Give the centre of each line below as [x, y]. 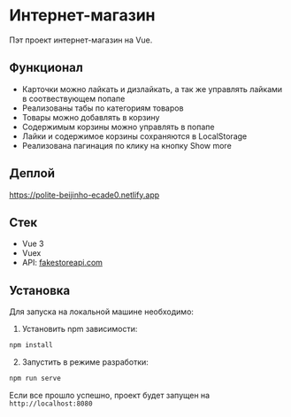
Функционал [46, 68]
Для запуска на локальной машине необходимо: [102, 312]
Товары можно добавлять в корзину [91, 117]
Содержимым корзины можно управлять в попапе [118, 127]
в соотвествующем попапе [73, 98]
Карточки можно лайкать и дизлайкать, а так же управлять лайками [152, 89]
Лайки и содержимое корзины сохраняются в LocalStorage [134, 136]
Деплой [32, 174]
